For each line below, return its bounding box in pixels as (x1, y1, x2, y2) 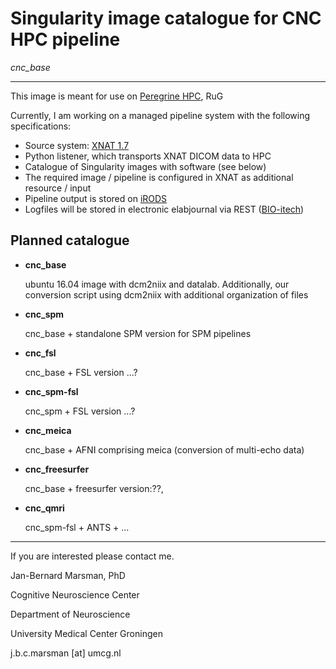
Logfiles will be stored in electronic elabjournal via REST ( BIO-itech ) (24, 203, 305, 215)
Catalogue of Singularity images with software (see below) (24, 160, 267, 172)
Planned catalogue (10, 232, 130, 249)
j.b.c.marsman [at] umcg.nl (10, 647, 122, 659)
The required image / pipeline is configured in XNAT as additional (24, 171, 294, 183)
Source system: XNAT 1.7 (24, 139, 130, 151)
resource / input (24, 182, 92, 194)
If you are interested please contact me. (10, 550, 175, 562)
